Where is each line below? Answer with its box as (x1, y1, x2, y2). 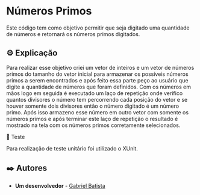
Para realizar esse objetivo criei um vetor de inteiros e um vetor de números (6, 64, 195, 71)
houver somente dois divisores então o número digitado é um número (6, 102, 180, 110)
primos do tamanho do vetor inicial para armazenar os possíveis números (6, 70, 189, 78)
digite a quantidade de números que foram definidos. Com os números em (6, 83, 192, 90)
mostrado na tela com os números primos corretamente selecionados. (6, 122, 181, 129)
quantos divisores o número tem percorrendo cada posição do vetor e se (6, 96, 188, 103)
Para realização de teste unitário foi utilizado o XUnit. (6, 144, 139, 152)
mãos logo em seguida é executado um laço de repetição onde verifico (6, 89, 183, 97)
